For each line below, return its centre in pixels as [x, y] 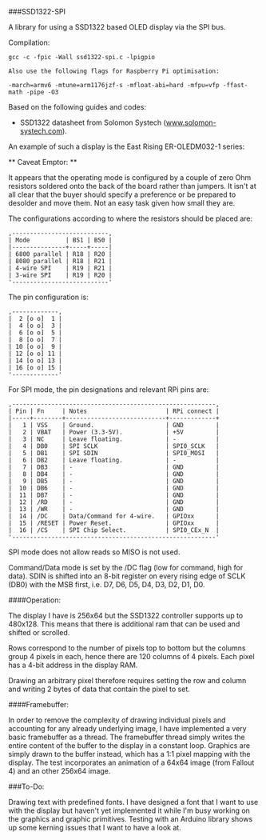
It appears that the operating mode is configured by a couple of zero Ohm [130, 178]
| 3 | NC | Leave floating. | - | [114, 439]
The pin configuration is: [49, 297]
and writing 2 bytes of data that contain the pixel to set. [99, 689]
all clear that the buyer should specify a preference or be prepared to [122, 194]
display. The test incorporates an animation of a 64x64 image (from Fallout [131, 762]
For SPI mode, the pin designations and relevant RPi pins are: [109, 390]
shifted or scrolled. [39, 632]
